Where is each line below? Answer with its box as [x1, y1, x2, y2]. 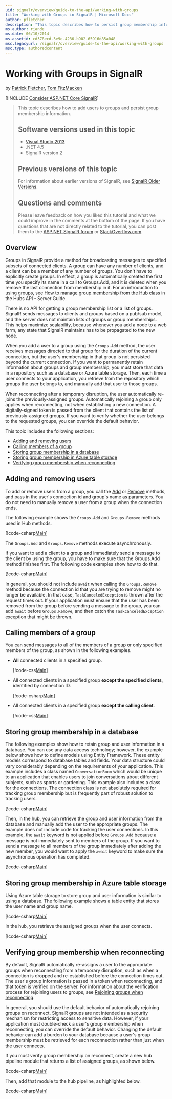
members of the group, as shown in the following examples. [5, 647, 132, 654]
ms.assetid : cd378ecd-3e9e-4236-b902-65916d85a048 [5, 36, 116, 42]
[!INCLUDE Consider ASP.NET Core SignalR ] [5, 95, 99, 101]
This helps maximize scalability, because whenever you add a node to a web [5, 322, 167, 328]
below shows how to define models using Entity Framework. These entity [5, 752, 160, 758]
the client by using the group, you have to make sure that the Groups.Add [5, 555, 160, 562]
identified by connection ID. [12, 683, 71, 689]
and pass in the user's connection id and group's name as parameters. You [5, 494, 164, 500]
